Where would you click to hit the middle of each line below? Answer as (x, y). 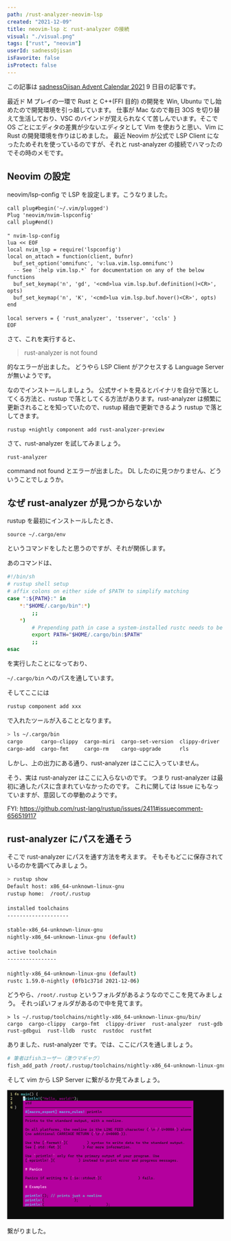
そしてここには (28, 692)
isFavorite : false (33, 58)
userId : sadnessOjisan (40, 51)
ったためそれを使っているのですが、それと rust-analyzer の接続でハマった (112, 144)
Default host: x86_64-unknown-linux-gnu (66, 887)
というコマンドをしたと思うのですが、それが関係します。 (88, 548)
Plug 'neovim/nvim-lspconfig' (51, 215)
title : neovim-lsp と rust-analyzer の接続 (68, 29)
